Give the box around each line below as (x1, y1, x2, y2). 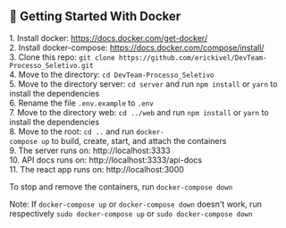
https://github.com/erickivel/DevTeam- (118, 53, 267, 63)
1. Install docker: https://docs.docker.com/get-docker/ (9, 32, 208, 43)
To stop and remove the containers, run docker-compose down (9, 181, 233, 192)
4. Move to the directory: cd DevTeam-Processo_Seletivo (9, 69, 214, 80)
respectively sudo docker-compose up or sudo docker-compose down (9, 207, 253, 219)
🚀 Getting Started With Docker (9, 9, 181, 24)
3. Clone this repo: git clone (9, 51, 115, 63)
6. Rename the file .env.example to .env (9, 97, 154, 108)
